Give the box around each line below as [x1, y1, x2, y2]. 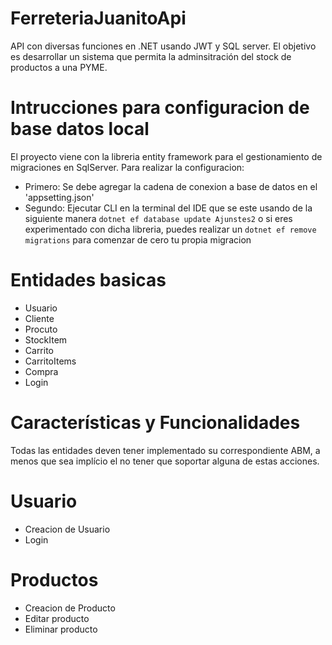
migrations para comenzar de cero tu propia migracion [24, 233, 252, 246]
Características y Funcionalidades [10, 412, 301, 434]
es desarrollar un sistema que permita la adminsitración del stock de [10, 50, 292, 62]
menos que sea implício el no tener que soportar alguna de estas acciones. [10, 455, 320, 467]
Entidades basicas [10, 269, 167, 292]
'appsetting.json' [24, 191, 95, 203]
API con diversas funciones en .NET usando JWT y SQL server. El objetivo [10, 40, 317, 52]
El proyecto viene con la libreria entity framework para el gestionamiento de [10, 150, 323, 162]
